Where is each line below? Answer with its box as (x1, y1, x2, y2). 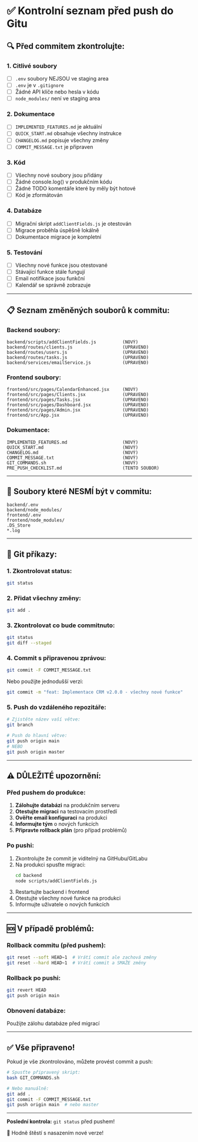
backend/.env (6, 502, 39, 508)
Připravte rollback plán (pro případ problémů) (15, 827, 127, 834)
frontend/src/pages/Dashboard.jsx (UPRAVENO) (6, 402, 149, 408)
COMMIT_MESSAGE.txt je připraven (15, 143, 93, 150)
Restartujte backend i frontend (15, 889, 89, 896)
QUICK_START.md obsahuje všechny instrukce (15, 130, 122, 137)
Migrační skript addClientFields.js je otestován (15, 220, 132, 227)
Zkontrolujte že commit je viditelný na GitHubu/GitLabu (15, 855, 147, 862)
